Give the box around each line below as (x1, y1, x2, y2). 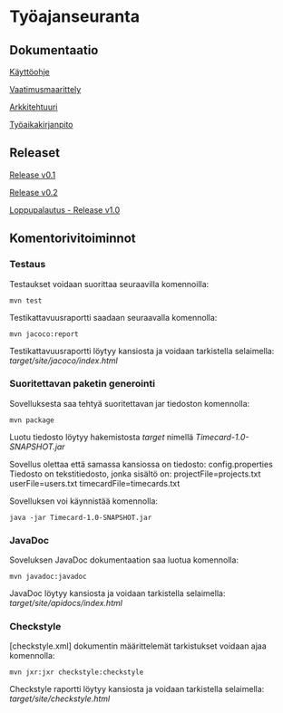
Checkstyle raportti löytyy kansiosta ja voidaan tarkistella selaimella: (9, 684, 265, 695)
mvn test (9, 296, 43, 305)
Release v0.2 (9, 187, 58, 198)
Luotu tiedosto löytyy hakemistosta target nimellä (9, 431, 194, 442)
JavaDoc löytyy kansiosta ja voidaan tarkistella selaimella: (9, 588, 226, 599)
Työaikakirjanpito (9, 120, 73, 130)
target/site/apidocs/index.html (9, 598, 122, 609)
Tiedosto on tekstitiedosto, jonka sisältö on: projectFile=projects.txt (9, 468, 261, 479)
